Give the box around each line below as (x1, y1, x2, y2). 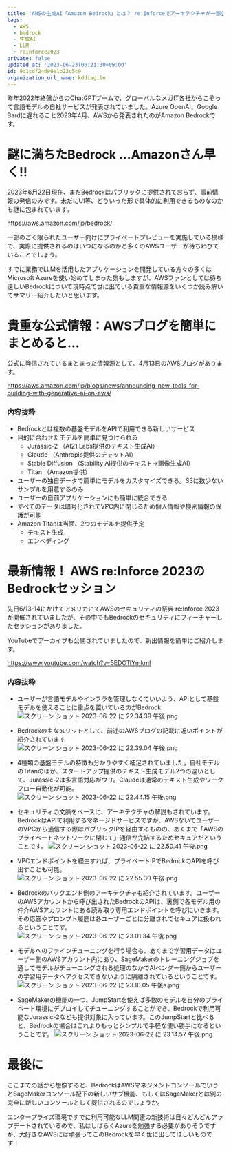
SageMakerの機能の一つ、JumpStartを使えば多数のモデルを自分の (16, 995, 206, 1004)
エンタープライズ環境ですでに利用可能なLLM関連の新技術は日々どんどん (7, 1112, 212, 1121)
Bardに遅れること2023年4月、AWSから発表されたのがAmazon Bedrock (7, 111, 210, 119)
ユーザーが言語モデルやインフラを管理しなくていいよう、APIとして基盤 (16, 694, 219, 702)
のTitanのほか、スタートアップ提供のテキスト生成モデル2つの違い (16, 767, 204, 775)
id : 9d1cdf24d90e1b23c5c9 (7, 68, 81, 75)
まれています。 (30, 205, 74, 214)
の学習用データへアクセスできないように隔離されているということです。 (16, 972, 221, 980)
